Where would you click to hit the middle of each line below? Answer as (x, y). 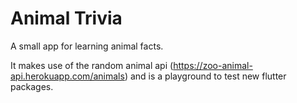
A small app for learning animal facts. (87, 46)
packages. (32, 86)
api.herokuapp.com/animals (67, 76)
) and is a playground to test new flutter (205, 76)
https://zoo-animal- (213, 65)
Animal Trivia (66, 18)
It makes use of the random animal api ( (92, 65)
